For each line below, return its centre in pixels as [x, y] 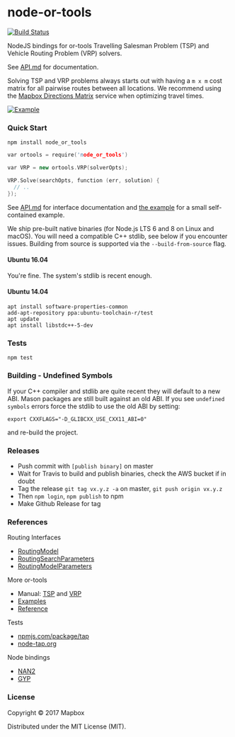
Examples [32, 601]
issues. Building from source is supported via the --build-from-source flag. [117, 243]
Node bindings [29, 658]
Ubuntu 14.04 [28, 292]
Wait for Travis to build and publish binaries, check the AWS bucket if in [122, 473]
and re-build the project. [43, 432]
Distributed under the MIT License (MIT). [67, 726]
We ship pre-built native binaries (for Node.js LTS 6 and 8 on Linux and [111, 228]
